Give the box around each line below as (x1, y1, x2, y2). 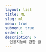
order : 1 (5, 30, 23, 35)
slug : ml (5, 16, 23, 21)
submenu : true (5, 26, 35, 31)
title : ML (5, 12, 26, 17)
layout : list (5, 7, 32, 12)
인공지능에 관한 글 (9, 40, 42, 45)
